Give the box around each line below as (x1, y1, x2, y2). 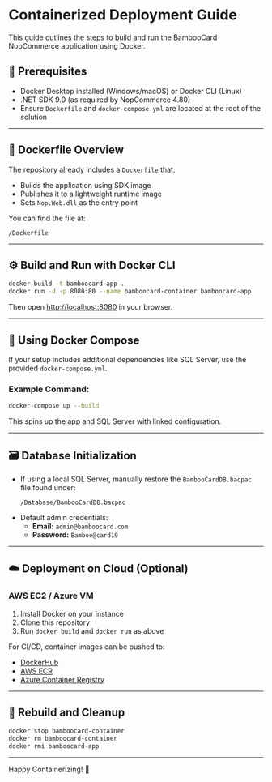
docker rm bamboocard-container (8, 735, 117, 743)
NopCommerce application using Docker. (8, 41, 146, 50)
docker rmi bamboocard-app (8, 742, 100, 750)
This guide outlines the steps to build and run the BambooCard (8, 32, 218, 42)
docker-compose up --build (8, 402, 100, 410)
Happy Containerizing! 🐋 (8, 764, 91, 775)
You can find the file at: (8, 213, 87, 223)
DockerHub (19, 657, 59, 667)
